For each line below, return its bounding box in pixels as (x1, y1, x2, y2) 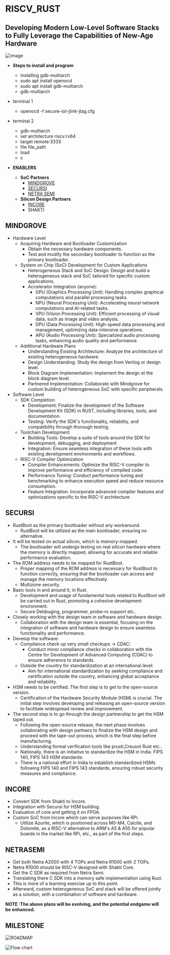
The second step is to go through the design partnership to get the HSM (12, 711, 164, 717)
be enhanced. (5, 907, 36, 913)
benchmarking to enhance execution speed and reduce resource (27, 478, 164, 484)
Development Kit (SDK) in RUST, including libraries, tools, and (27, 407, 157, 414)
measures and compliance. (20, 770, 77, 776)
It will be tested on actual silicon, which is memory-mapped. (12, 538, 139, 544)
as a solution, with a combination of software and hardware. (12, 892, 138, 898)
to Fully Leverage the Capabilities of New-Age (5, 31, 154, 40)
